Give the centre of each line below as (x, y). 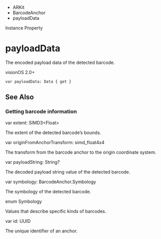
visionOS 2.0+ (20, 72)
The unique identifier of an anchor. (41, 231)
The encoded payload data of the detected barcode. (60, 62)
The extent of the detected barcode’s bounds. (53, 132)
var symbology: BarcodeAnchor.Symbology (51, 182)
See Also (20, 97)
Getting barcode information (41, 112)
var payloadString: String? (33, 162)
